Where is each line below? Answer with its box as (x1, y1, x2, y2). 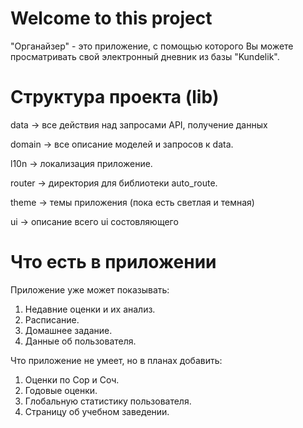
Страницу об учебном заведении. (24, 405, 170, 417)
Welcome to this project (10, 7, 213, 30)
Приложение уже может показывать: (10, 283, 170, 296)
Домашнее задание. (24, 324, 113, 336)
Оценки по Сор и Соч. (24, 373, 120, 386)
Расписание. (24, 313, 80, 326)
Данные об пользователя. (24, 335, 137, 347)
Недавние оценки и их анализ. (24, 303, 156, 315)
